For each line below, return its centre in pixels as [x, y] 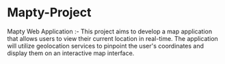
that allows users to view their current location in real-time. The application [113, 38]
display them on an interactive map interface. [71, 53]
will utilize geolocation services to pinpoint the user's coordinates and [105, 46]
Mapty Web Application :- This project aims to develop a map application [110, 31]
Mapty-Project [49, 13]
